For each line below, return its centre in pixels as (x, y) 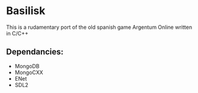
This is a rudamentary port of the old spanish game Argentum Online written (99, 27)
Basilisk (26, 11)
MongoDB (27, 66)
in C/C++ (17, 33)
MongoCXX (29, 72)
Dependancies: (35, 52)
